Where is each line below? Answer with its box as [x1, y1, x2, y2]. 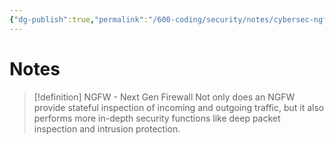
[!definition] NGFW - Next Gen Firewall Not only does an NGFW [33, 91, 296, 103]
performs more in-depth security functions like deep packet [33, 112, 281, 124]
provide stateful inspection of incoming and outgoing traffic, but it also [33, 101, 325, 113]
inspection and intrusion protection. [33, 122, 181, 135]
